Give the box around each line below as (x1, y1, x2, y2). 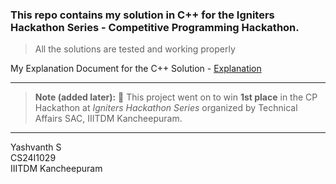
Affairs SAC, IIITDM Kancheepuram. (34, 113, 183, 125)
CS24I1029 (10, 152, 57, 164)
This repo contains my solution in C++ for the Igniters (10, 8, 275, 22)
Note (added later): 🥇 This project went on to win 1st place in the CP (34, 91, 318, 103)
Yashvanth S (10, 141, 62, 153)
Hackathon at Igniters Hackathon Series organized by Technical (34, 102, 298, 114)
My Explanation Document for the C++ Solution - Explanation (10, 63, 262, 75)
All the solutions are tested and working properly (34, 43, 236, 55)
